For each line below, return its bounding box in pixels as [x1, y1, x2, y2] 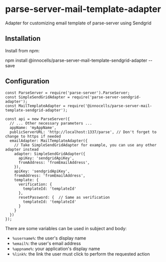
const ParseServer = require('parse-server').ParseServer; [5, 90, 130, 95]
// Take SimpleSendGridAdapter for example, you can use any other [14, 142, 157, 147]
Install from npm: [5, 47, 40, 53]
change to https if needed [5, 133, 61, 139]
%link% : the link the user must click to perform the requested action [12, 251, 150, 257]
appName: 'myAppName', [9, 125, 57, 130]
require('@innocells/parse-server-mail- [67, 103, 153, 108]
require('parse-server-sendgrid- [72, 95, 141, 100]
